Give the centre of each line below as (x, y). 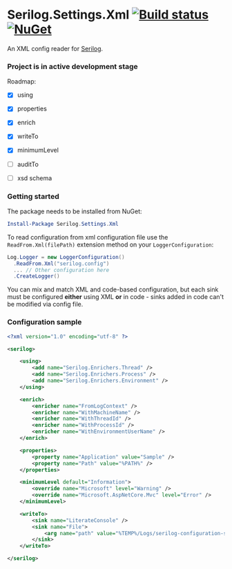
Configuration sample (45, 322)
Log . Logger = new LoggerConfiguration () (66, 257)
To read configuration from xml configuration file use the (88, 237)
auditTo (28, 164)
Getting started (33, 196)
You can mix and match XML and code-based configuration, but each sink (113, 289)
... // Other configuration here (61, 270)
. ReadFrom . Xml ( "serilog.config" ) (61, 263)
